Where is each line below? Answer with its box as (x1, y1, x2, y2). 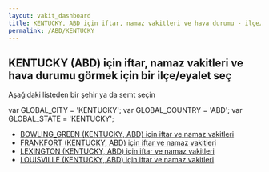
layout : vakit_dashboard (8, 11, 91, 20)
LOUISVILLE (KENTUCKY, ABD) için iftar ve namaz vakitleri (19, 155, 215, 165)
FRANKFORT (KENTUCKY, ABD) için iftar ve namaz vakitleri (19, 138, 217, 148)
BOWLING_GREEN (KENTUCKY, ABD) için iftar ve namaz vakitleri (19, 130, 235, 139)
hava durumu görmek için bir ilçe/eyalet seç (8, 69, 232, 82)
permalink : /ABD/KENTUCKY (8, 26, 94, 34)
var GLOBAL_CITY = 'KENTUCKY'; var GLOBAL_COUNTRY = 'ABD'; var (8, 106, 243, 115)
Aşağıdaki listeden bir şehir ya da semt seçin (8, 90, 156, 100)
